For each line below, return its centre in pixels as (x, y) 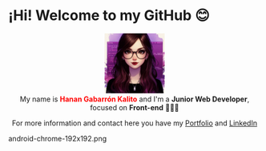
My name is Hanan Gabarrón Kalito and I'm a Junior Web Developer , (135, 99)
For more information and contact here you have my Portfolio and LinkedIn (135, 123)
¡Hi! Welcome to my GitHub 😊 (109, 16)
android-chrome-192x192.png (58, 138)
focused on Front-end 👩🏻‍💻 (135, 107)
